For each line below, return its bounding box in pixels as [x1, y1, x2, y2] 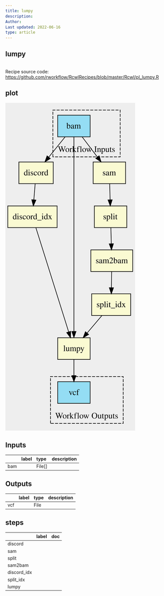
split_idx [7, 577, 25, 583]
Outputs [5, 480, 32, 488]
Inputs [5, 441, 27, 449]
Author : [5, 19, 22, 24]
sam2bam [7, 562, 29, 568]
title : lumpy [5, 8, 33, 13]
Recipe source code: [5, 68, 49, 74]
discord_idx [7, 569, 32, 576]
